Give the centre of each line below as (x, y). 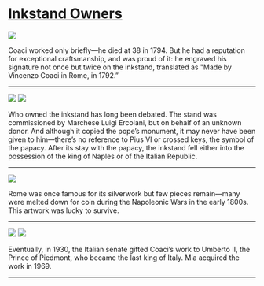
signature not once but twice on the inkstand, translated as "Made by (120, 67)
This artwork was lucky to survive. (64, 210)
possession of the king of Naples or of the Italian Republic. (103, 156)
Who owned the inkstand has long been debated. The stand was (113, 114)
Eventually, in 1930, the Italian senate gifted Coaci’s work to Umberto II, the (129, 249)
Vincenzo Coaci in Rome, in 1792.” (64, 75)
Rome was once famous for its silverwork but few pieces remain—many (124, 193)
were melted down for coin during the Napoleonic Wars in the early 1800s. (128, 202)
